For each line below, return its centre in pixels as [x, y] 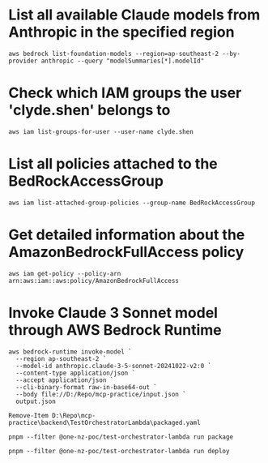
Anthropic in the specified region [121, 32]
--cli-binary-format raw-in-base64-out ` [87, 387]
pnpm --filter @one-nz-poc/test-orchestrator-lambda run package [121, 437]
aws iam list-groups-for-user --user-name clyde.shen [101, 131]
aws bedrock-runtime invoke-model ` [70, 352]
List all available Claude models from [134, 15]
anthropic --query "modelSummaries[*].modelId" [123, 61]
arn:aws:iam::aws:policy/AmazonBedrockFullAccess [94, 281]
